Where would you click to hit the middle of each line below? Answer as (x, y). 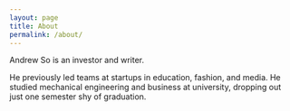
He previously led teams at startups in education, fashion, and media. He (145, 78)
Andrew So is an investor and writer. (77, 60)
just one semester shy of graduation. (78, 97)
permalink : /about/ (46, 34)
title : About (34, 26)
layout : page (34, 18)
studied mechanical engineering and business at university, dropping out (145, 88)
